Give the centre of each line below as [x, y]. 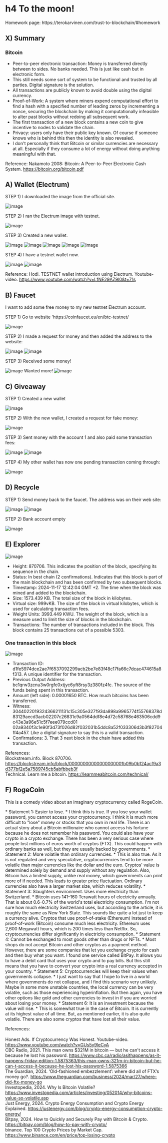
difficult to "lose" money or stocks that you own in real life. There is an [77, 822]
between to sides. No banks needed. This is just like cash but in [78, 69]
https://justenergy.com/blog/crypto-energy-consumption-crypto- [95, 1108]
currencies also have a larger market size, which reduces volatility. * [75, 886]
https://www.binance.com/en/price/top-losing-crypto [60, 1135]
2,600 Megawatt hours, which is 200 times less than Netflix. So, [71, 928]
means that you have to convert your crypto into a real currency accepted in [84, 966]
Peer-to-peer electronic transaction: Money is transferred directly [80, 64]
